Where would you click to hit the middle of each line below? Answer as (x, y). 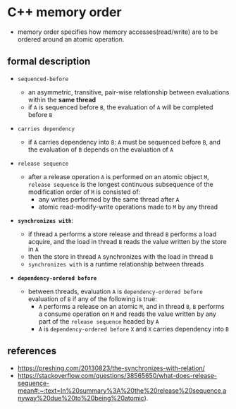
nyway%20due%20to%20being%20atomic (81, 398)
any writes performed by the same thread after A (109, 199)
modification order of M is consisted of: (84, 192)
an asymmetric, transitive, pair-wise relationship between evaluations (129, 92)
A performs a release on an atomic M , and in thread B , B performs (131, 306)
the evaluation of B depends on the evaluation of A (101, 149)
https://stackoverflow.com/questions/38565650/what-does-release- (117, 375)
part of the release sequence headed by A (99, 321)
